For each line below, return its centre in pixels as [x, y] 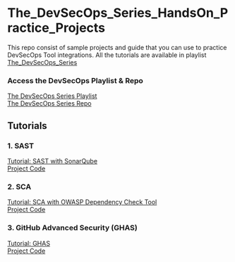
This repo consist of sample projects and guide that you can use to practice [117, 47]
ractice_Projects [56, 28]
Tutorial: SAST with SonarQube [52, 161]
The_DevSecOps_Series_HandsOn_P [118, 13]
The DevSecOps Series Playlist [52, 96]
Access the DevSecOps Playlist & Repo [75, 80]
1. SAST [20, 146]
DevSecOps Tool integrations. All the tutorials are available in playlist [107, 55]
